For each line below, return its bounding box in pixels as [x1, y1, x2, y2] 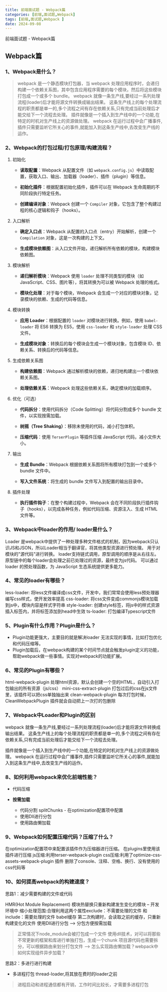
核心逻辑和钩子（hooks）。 [28, 207, 83, 213]
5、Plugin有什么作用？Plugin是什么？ [5, 622, 96, 629]
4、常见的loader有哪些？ [5, 577, 66, 584]
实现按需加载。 [33, 413, 64, 419]
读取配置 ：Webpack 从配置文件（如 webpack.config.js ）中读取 [19, 167, 150, 173]
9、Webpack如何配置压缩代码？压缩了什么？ [5, 833, 114, 840]
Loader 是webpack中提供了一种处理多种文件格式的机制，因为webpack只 [5, 538, 155, 544]
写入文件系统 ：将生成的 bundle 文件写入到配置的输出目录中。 [19, 478, 146, 484]
